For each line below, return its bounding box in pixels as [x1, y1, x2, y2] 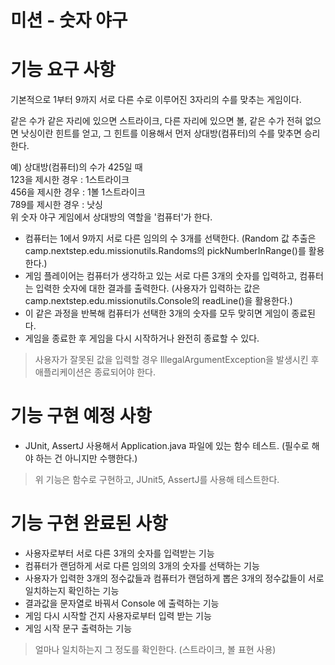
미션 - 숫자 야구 [10, 9, 128, 32]
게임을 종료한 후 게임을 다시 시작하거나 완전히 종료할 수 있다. [24, 332, 260, 345]
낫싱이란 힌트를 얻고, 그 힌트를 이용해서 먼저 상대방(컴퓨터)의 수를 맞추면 [20, 127, 302, 140]
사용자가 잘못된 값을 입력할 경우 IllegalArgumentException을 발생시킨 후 [34, 354, 320, 366]
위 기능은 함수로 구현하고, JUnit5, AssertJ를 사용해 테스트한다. [34, 474, 280, 486]
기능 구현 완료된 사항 [10, 512, 168, 535]
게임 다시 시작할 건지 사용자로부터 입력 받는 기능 [24, 610, 212, 621]
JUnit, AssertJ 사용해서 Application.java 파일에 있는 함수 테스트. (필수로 [24, 440, 310, 452]
